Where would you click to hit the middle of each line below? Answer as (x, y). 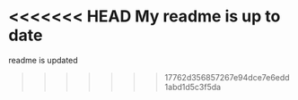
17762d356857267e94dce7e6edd (227, 77)
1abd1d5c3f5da (193, 87)
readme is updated (43, 60)
